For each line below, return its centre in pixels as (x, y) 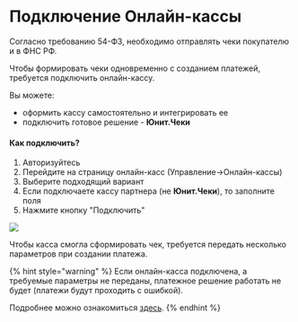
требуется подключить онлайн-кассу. (82, 77)
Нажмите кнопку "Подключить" (83, 210)
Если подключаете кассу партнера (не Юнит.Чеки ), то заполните (149, 191)
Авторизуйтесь (51, 162)
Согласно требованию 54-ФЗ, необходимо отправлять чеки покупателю (149, 41)
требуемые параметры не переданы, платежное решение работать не (145, 281)
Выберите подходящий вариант (83, 182)
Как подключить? (45, 143)
